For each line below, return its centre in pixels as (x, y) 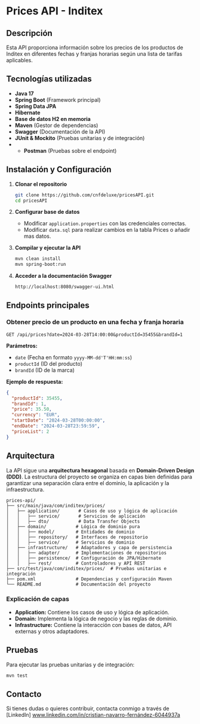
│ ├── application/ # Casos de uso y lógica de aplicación (92, 511)
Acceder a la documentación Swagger (63, 276)
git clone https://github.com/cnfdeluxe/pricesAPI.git (84, 195)
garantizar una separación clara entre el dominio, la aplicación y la (88, 483)
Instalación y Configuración (59, 170)
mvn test (17, 675)
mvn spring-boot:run (40, 265)
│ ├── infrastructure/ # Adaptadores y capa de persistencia (89, 547)
